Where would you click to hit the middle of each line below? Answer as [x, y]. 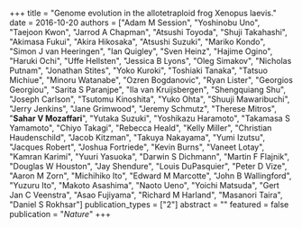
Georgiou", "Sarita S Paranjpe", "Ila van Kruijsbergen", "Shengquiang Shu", [148, 90]
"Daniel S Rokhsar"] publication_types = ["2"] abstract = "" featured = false [149, 205]
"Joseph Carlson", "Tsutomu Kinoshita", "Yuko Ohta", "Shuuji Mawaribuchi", [150, 99]
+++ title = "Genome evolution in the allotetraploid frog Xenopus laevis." [143, 13]
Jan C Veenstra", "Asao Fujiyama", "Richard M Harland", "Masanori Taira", [146, 195]
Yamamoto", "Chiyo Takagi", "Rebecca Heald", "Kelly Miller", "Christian [141, 128]
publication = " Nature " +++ [60, 214]
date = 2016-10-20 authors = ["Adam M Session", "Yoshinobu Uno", [135, 23]
